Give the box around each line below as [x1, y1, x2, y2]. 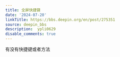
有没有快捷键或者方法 [5, 46, 50, 52]
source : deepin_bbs [5, 22, 47, 27]
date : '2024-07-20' [5, 12, 47, 17]
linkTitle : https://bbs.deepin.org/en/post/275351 [5, 17, 115, 22]
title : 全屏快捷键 [5, 7, 41, 13]
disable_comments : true [5, 31, 56, 36]
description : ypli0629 [5, 27, 56, 32]
